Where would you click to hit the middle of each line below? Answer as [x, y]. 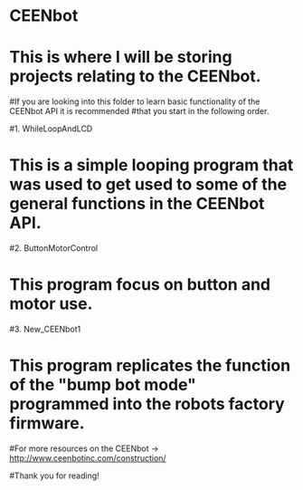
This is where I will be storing [121, 58]
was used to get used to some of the [148, 184]
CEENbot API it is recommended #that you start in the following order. [139, 111]
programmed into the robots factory [147, 404]
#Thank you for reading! [54, 476]
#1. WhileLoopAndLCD [51, 129]
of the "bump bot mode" [103, 385]
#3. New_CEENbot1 [45, 329]
